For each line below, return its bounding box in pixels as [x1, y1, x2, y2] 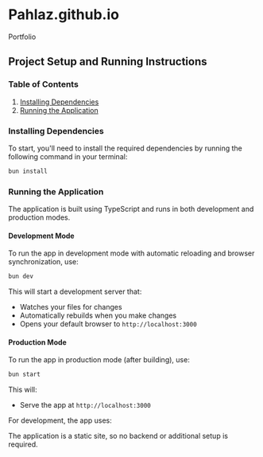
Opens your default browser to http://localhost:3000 [19, 319, 197, 329]
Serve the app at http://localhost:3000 [19, 400, 151, 410]
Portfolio [8, 32, 37, 41]
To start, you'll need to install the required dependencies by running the [8, 143, 242, 153]
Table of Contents [8, 79, 79, 90]
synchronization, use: [8, 257, 79, 267]
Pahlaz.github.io [8, 6, 119, 24]
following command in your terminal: [8, 151, 128, 161]
